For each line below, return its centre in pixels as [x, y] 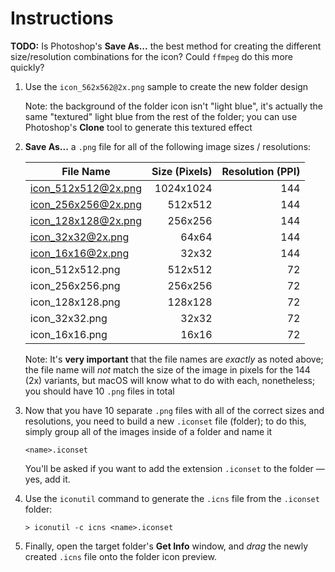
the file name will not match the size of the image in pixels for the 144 [167, 369]
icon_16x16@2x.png [79, 253]
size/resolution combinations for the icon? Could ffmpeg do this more [151, 56]
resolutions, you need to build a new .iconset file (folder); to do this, [165, 421]
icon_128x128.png [75, 302]
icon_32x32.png [68, 318]
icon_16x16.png [68, 334]
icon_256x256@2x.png [86, 204]
